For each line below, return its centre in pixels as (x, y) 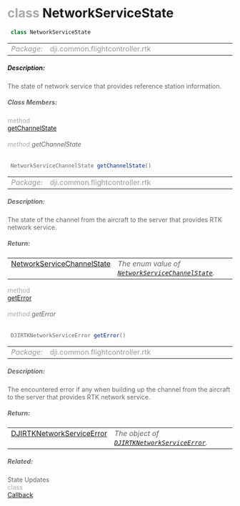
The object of (136, 433)
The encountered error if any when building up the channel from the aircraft (119, 389)
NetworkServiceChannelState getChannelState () (81, 166)
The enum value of (149, 264)
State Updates (29, 480)
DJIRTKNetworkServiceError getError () (68, 335)
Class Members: (32, 102)
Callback (20, 495)
